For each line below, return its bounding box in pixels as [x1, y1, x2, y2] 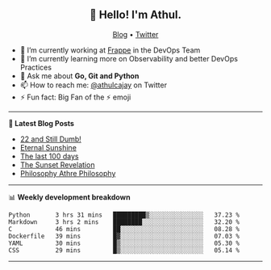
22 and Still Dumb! [19, 134, 82, 144]
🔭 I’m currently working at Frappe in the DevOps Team [19, 45, 201, 55]
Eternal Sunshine [19, 142, 77, 152]
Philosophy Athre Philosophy [19, 168, 116, 178]
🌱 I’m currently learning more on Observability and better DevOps [19, 53, 238, 63]
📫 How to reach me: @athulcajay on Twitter [19, 80, 168, 90]
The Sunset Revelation [19, 159, 95, 170]
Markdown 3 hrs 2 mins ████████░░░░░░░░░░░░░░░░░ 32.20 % [8, 217, 240, 226]
